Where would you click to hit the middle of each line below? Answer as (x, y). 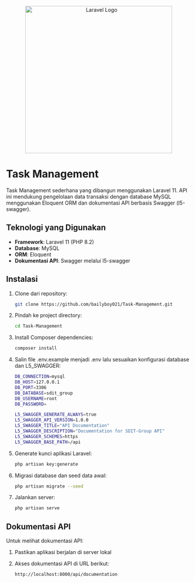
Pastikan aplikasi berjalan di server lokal (63, 552)
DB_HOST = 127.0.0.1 (37, 382)
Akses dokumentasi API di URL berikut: (62, 564)
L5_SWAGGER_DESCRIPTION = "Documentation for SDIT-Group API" (90, 431)
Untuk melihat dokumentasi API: (45, 541)
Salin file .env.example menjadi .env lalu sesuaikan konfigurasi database (102, 360)
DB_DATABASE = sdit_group (44, 393)
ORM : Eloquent (33, 254)
